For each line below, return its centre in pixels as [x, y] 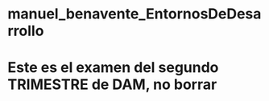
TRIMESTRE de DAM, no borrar [112, 85]
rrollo [26, 31]
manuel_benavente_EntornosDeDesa [134, 14]
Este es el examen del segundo [113, 68]
